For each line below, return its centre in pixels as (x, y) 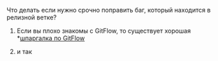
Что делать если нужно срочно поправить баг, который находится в (109, 10)
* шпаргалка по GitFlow (51, 38)
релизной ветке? (32, 17)
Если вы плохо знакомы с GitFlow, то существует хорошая (104, 31)
